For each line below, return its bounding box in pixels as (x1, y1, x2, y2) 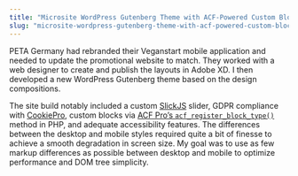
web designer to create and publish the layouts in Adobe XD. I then (9, 64, 254, 75)
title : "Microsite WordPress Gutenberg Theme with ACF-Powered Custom (9, 12, 276, 22)
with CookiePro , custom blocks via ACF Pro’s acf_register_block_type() (9, 110, 275, 120)
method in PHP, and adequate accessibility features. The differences (9, 119, 260, 129)
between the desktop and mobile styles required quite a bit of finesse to (9, 128, 272, 139)
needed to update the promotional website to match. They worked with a (9, 55, 275, 65)
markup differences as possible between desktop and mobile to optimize (9, 147, 276, 157)
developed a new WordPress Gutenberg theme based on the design (9, 73, 257, 84)
